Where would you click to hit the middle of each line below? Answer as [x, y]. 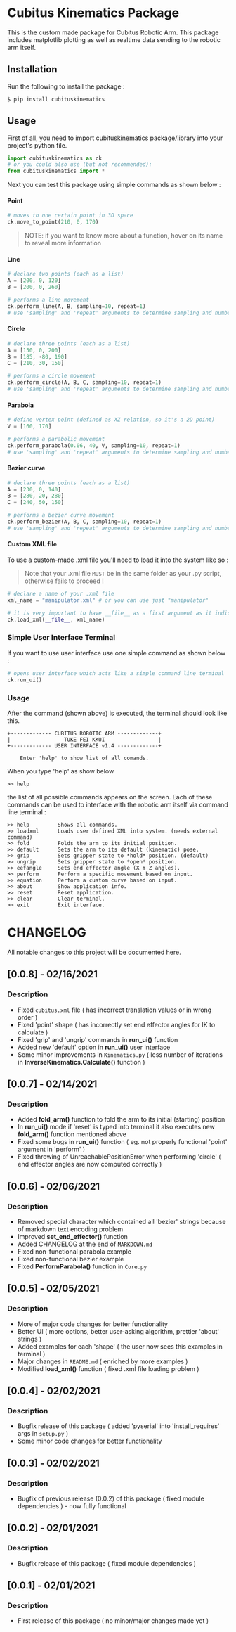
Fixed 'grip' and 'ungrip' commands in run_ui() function [98, 1039]
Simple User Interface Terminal [61, 638]
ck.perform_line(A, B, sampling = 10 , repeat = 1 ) [77, 306]
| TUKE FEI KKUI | [84, 740]
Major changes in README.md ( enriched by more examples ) [103, 1361]
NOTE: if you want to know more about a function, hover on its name [124, 236]
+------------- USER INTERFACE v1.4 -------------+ [84, 746]
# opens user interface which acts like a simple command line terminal [116, 673]
